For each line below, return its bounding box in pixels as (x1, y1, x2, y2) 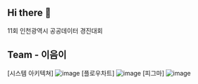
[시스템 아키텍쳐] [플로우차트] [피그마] (7, 69, 165, 77)
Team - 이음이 (7, 49, 67, 61)
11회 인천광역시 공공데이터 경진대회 (7, 26, 104, 35)
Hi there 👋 (7, 7, 51, 19)
